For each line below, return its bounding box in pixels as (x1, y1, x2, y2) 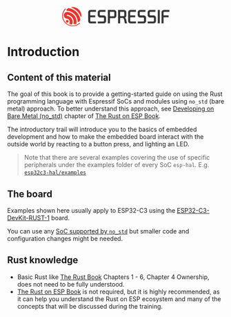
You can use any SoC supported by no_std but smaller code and (7, 227, 190, 236)
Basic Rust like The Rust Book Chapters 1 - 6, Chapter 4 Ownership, (17, 273, 210, 281)
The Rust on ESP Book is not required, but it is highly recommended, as (17, 287, 220, 296)
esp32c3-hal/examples (23, 169, 86, 176)
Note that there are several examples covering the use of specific (23, 153, 210, 162)
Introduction (7, 44, 80, 60)
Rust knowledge (7, 254, 79, 266)
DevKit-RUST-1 (7, 214, 50, 222)
